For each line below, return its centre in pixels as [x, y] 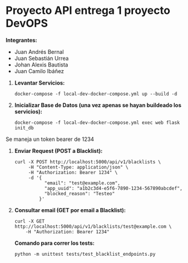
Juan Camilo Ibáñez [39, 71]
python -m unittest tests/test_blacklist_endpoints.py [85, 254]
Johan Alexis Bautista [41, 65]
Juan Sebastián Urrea [41, 58]
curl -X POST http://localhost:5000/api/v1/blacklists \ [88, 162]
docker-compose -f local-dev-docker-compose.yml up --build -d [96, 94]
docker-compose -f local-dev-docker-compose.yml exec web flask [97, 122]
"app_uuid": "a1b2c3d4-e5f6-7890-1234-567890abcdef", [113, 188]
